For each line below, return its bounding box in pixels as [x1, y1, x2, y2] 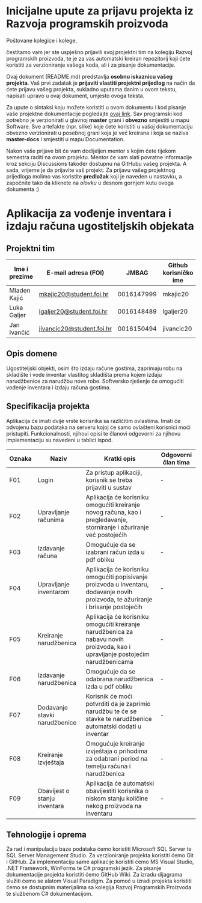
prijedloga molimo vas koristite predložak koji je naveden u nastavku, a [6, 172, 182, 180]
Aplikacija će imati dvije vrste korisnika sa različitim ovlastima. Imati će [6, 417, 181, 424]
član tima [162, 458, 191, 466]
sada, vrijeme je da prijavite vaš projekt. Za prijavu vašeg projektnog [6, 166, 176, 174]
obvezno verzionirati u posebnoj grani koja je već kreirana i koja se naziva [6, 129, 189, 136]
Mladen [9, 286, 31, 294]
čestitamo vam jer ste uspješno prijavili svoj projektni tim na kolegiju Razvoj [6, 48, 192, 55]
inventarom [37, 588, 70, 596]
